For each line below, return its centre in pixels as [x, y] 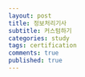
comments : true [34, 53]
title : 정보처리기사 [37, 23]
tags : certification [43, 46]
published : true [35, 61]
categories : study [39, 38]
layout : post [30, 16]
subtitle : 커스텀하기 [40, 30]
